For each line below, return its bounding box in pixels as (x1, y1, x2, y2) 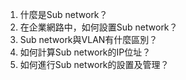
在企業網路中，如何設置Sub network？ (19, 21, 178, 33)
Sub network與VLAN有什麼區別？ (19, 34, 158, 45)
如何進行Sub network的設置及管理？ (19, 59, 170, 70)
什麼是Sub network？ (19, 9, 108, 20)
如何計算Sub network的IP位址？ (19, 46, 152, 58)
